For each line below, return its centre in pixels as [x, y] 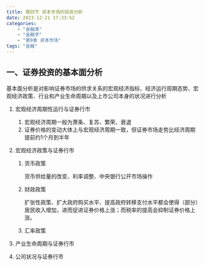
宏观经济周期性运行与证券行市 [52, 109]
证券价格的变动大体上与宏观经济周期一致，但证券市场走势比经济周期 [110, 130]
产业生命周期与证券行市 [45, 243]
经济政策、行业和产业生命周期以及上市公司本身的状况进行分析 [89, 96]
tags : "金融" [22, 46]
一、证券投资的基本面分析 [54, 72]
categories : [21, 23]
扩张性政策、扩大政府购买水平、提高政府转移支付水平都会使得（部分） [111, 202]
